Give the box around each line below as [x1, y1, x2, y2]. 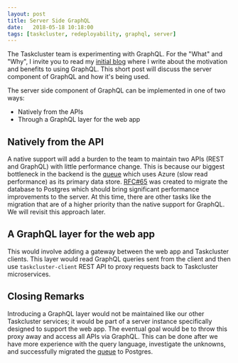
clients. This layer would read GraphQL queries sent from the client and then [7, 254, 231, 263]
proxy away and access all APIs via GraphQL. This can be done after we [7, 332, 218, 340]
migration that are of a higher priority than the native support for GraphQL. [7, 200, 225, 209]
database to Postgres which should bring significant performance [7, 185, 200, 194]
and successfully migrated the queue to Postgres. [7, 347, 153, 356]
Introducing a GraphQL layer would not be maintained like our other [7, 309, 205, 317]
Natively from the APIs [17, 107, 84, 116]
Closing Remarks [7, 290, 85, 302]
